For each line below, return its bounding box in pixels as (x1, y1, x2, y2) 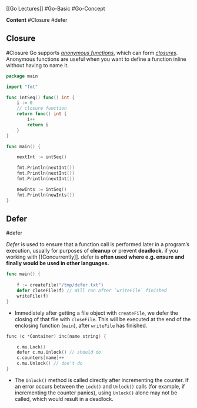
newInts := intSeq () (16, 186, 67, 192)
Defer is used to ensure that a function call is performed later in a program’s (6, 241, 190, 248)
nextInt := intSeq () (16, 154, 67, 160)
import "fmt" (6, 84, 38, 90)
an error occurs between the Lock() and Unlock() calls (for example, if (14, 383, 185, 390)
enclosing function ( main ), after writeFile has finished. (14, 322, 148, 329)
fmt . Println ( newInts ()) (16, 192, 75, 198)
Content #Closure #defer (6, 17, 68, 23)
